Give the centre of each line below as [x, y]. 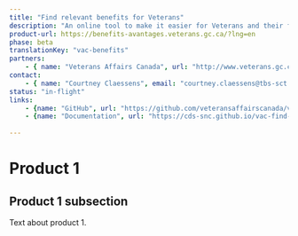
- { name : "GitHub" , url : [71, 108]
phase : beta [31, 42]
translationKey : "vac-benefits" [69, 51]
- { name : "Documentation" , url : [85, 116]
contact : [25, 75]
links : [21, 100]
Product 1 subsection [69, 201]
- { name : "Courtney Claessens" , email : [101, 83]
